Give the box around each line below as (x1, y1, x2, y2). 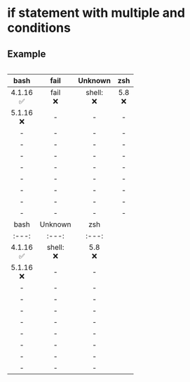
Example (7, 48, 46, 60)
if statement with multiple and (7, 5, 186, 21)
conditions (7, 20, 72, 36)
